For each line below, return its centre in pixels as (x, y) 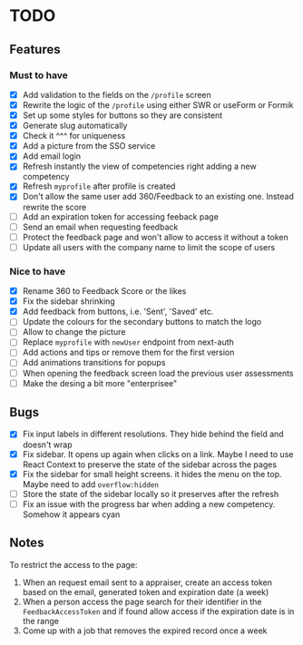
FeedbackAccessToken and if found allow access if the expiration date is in (158, 611)
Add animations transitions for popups (94, 363)
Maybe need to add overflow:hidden (90, 484)
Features (35, 49)
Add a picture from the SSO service (89, 146)
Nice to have (38, 271)
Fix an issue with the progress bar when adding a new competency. (149, 503)
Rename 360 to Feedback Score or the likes (104, 291)
